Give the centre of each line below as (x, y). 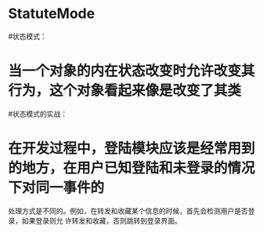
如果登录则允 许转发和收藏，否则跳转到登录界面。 (101, 220)
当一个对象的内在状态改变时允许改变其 (132, 71)
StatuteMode (52, 14)
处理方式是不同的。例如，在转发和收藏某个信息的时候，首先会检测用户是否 (128, 211)
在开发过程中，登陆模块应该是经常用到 (132, 149)
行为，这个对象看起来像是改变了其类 (125, 91)
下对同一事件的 (56, 188)
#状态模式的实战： (38, 114)
